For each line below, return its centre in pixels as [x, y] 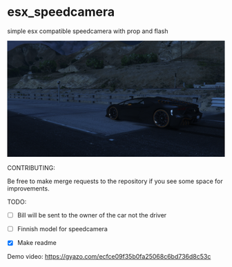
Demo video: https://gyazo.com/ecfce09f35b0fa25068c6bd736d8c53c [109, 257]
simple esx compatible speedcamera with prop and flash [88, 31]
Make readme [37, 243]
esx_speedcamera [61, 12]
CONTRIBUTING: [31, 168]
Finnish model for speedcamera [62, 229]
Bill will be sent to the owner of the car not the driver [92, 215]
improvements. [28, 189]
